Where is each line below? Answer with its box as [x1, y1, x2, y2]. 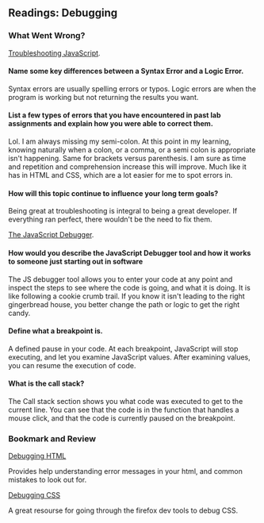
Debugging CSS [8, 490, 61, 500]
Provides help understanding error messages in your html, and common [8, 467, 243, 476]
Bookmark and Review [8, 433, 97, 444]
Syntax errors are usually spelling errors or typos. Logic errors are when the [8, 83, 256, 94]
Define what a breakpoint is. [8, 326, 103, 336]
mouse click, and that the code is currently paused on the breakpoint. [8, 413, 235, 423]
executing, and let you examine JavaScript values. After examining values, [8, 352, 251, 362]
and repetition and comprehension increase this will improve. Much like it [8, 162, 247, 171]
